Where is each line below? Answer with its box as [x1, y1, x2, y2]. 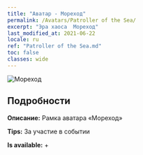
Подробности [7, 95, 71, 107]
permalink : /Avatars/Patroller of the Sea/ [7, 17, 137, 24]
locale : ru [7, 36, 39, 43]
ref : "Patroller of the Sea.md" [7, 43, 102, 50]
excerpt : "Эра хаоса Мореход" [7, 23, 99, 30]
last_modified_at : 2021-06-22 [7, 29, 96, 37]
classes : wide [7, 56, 49, 63]
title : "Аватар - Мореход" [7, 10, 86, 17]
